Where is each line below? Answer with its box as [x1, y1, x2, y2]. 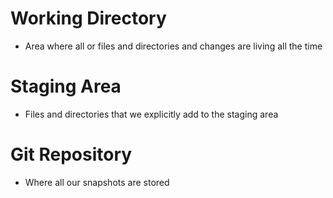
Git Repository [10, 143, 133, 166]
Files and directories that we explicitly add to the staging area [24, 108, 279, 120]
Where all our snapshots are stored [24, 176, 170, 188]
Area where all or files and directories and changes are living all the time [24, 40, 323, 52]
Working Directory [10, 7, 167, 30]
